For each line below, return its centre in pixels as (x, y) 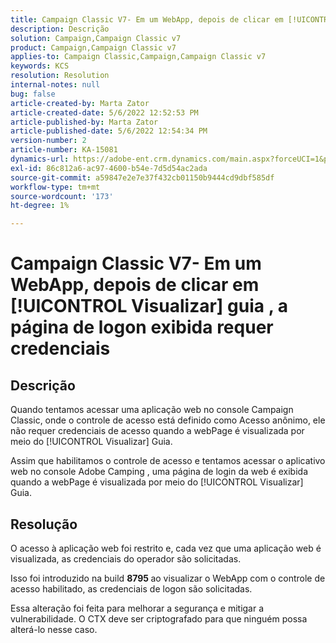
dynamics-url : (40, 159)
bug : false (33, 94)
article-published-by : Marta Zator (84, 122)
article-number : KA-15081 (64, 150)
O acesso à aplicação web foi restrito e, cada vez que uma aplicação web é (166, 548)
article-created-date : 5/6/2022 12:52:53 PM (104, 112)
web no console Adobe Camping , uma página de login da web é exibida (159, 472)
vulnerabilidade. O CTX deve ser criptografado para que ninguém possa (159, 618)
